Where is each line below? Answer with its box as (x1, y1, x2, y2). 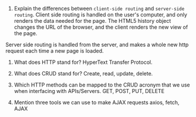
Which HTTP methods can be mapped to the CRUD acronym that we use (13, 81, 190, 88)
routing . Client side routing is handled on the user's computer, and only (13, 11, 187, 18)
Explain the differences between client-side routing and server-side (13, 5, 185, 12)
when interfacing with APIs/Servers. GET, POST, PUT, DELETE (13, 88, 165, 94)
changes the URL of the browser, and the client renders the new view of (13, 23, 188, 30)
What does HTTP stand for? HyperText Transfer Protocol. (13, 58, 153, 66)
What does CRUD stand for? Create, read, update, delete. (13, 70, 153, 77)
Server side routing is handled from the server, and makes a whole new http (5, 41, 189, 48)
